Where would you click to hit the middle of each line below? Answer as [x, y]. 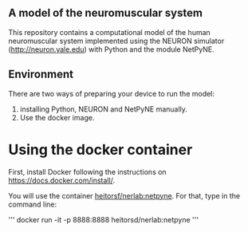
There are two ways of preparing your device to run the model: [112, 93]
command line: [33, 204]
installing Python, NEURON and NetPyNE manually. [103, 109]
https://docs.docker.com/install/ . [62, 180]
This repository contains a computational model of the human [110, 32]
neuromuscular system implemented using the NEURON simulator [116, 41]
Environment [41, 75]
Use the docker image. [57, 117]
